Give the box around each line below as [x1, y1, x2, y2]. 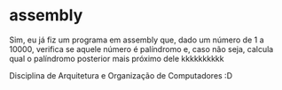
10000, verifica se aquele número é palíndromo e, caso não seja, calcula [9, 43, 274, 54]
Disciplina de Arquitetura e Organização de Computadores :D [9, 70, 233, 80]
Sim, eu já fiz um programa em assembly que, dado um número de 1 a [9, 34, 264, 45]
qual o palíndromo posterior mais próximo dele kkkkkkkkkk [9, 53, 224, 64]
